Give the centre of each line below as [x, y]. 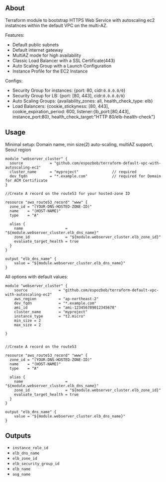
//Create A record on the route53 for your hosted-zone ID [68, 193]
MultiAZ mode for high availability [47, 55]
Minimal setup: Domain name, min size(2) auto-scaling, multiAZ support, [79, 144]
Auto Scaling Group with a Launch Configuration [62, 66]
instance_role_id [30, 448]
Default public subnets [35, 45]
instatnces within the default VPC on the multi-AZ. [56, 25]
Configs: [14, 80]
